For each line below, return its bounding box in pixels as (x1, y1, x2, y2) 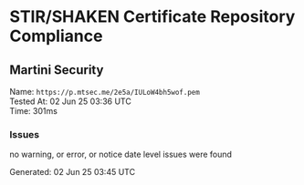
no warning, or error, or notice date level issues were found (9, 149, 233, 160)
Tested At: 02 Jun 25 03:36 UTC (9, 96, 132, 107)
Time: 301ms (9, 106, 58, 116)
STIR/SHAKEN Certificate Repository (9, 6, 296, 27)
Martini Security (9, 62, 104, 77)
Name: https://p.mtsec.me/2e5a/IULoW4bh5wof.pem (9, 87, 201, 97)
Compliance (9, 26, 103, 46)
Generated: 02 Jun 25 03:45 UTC (9, 167, 135, 178)
